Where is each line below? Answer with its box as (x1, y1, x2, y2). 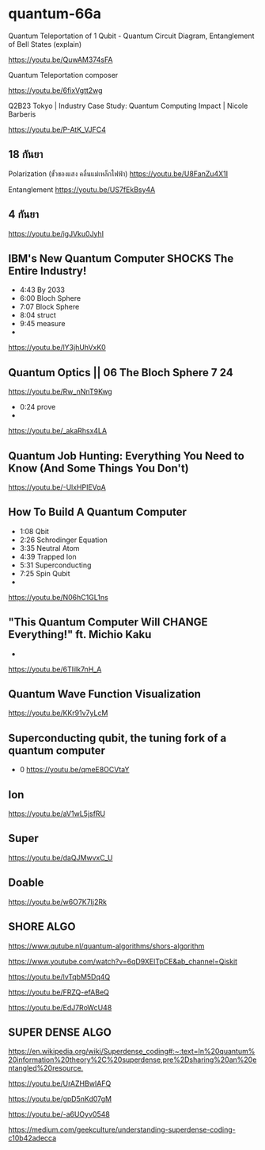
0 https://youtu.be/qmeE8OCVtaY (19, 765, 130, 775)
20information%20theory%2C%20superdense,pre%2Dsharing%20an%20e (8, 1055, 257, 1064)
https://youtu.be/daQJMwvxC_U (8, 852, 113, 862)
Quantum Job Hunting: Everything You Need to (8, 449, 245, 463)
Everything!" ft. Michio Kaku (8, 628, 152, 641)
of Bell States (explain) (8, 39, 82, 48)
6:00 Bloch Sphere (19, 294, 81, 303)
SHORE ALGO (8, 920, 77, 933)
